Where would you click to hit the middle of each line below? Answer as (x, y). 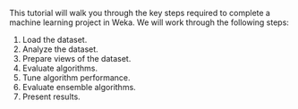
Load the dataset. (55, 40)
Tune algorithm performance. (77, 78)
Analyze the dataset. (60, 49)
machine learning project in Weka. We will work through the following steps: (149, 22)
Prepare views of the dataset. (77, 59)
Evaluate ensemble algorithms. (79, 87)
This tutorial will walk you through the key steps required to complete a (140, 13)
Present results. (51, 96)
